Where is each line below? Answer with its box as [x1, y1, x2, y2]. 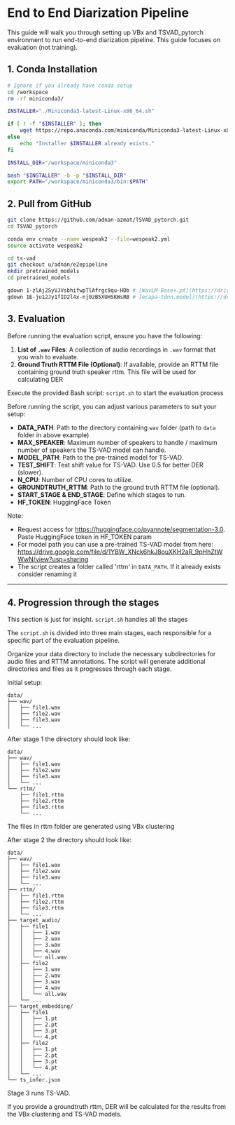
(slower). [17, 468, 43, 477]
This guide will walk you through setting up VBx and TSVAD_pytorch [7, 28, 204, 36]
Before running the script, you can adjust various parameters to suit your [7, 402, 217, 411]
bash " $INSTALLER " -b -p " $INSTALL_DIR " [7, 172, 127, 179]
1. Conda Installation [7, 63, 98, 75]
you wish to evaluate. [17, 352, 79, 361]
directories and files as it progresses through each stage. [7, 665, 172, 673]
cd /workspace [7, 88, 49, 95]
